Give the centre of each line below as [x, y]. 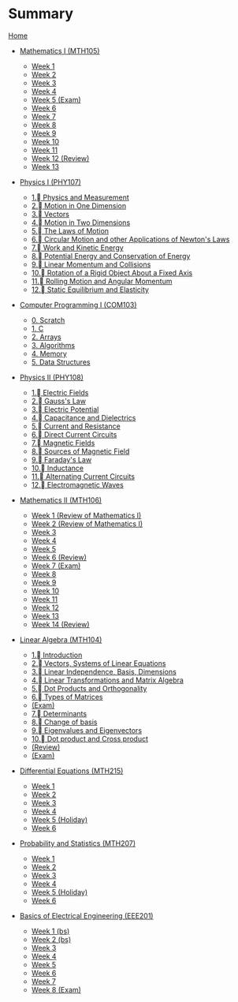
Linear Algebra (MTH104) [61, 639]
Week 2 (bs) [51, 939]
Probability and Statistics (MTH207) [78, 843]
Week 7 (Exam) [56, 566]
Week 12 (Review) [60, 158]
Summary [41, 14]
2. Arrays [46, 337]
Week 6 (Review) [59, 557]
